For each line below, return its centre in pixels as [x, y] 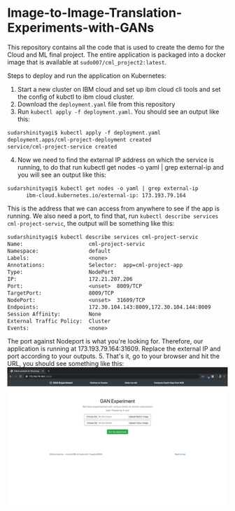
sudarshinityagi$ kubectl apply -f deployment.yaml [84, 132]
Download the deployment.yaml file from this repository [96, 104]
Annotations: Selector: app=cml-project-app [95, 265]
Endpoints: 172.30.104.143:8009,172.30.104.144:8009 [109, 307]
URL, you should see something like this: [66, 363]
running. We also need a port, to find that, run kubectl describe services [113, 216]
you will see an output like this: [62, 175]
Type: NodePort [60, 272]
